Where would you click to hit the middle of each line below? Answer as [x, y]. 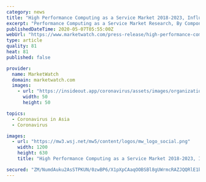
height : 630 [32, 153]
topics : [16, 114]
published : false [29, 57]
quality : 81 [21, 46]
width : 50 [35, 97]
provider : [19, 68]
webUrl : [16, 35]
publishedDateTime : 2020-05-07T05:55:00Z [60, 29]
